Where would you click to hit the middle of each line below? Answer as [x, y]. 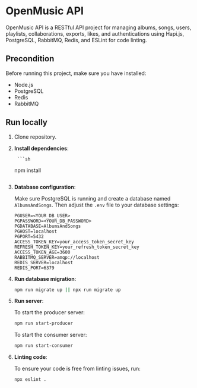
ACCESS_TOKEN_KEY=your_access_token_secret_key [74, 242]
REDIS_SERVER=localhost [44, 262]
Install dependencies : [41, 148]
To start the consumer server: [50, 335]
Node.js [24, 85]
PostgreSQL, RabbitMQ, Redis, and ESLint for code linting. [76, 40]
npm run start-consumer [44, 346]
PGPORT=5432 [29, 236]
